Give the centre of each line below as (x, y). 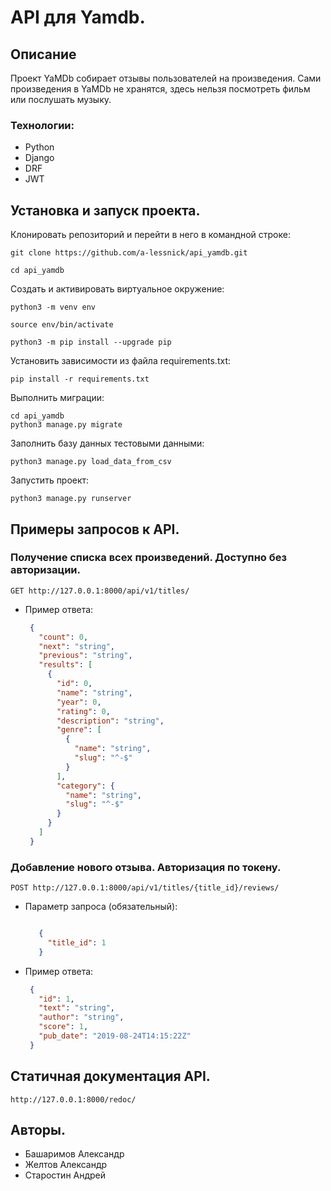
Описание (43, 54)
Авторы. (38, 1130)
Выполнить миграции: (57, 398)
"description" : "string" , (110, 721)
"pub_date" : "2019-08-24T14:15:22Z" (115, 1036)
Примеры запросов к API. (95, 529)
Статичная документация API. (110, 1076)
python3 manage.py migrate (66, 425)
